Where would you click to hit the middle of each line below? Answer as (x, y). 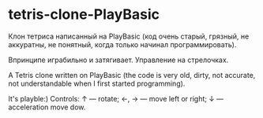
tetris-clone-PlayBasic (84, 15)
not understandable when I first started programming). (97, 83)
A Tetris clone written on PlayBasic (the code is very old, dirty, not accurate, (132, 75)
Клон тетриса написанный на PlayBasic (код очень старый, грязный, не (129, 36)
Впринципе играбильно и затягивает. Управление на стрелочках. (118, 60)
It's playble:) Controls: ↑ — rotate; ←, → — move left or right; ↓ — (116, 98)
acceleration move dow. (47, 107)
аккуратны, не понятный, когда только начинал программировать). (122, 44)
